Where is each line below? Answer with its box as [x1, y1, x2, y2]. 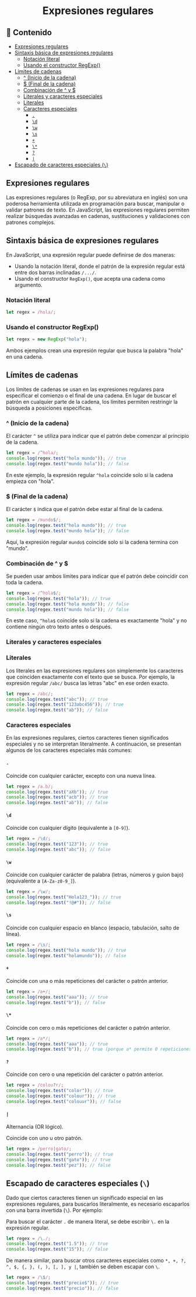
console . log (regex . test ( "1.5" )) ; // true [6, 1241, 108, 1247]
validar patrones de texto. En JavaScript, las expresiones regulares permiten [6, 206, 190, 213]
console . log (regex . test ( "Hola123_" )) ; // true [6, 894, 121, 900]
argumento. [14, 281, 43, 288]
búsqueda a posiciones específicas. [6, 404, 93, 411]
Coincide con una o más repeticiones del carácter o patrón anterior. [6, 977, 169, 984]
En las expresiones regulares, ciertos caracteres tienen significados [6, 734, 169, 741]
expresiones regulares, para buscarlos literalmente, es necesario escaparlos [6, 1200, 190, 1207]
